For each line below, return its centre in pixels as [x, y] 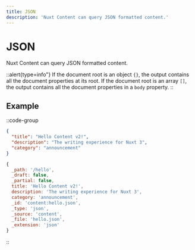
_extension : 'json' [36, 225]
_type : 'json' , [30, 208]
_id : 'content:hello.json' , [46, 203]
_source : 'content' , [37, 214]
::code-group [22, 120]
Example [23, 106]
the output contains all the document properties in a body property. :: [90, 87]
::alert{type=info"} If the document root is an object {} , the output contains [97, 74]
